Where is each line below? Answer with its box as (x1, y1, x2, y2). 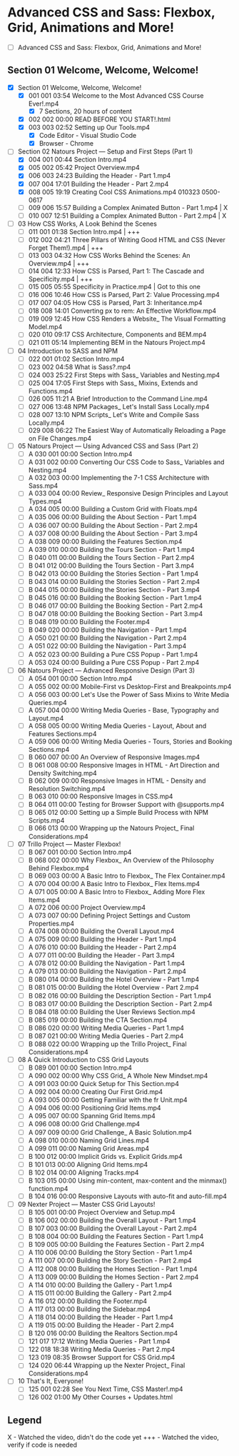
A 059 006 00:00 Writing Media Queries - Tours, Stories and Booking (28, 737, 233, 745)
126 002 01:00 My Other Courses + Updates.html (28, 1393, 173, 1402)
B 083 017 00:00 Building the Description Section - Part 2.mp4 (28, 999, 213, 1008)
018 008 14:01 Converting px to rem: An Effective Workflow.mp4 (28, 306, 217, 315)
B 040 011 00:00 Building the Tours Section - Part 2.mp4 (28, 553, 195, 561)
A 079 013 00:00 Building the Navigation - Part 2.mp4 (28, 967, 187, 975)
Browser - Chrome (39, 139, 94, 148)
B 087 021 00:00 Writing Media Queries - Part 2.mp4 (28, 1031, 184, 1040)
